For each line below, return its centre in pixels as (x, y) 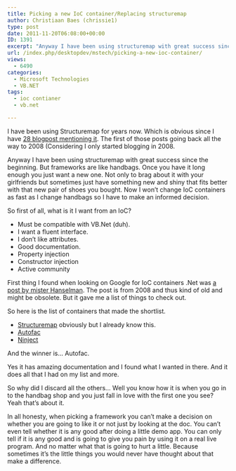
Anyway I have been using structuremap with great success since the (108, 159)
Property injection (43, 254)
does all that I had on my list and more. (63, 374)
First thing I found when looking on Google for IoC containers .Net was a (112, 282)
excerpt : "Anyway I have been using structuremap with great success (111, 46)
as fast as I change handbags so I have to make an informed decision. (108, 197)
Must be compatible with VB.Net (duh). (74, 224)
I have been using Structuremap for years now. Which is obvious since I (111, 131)
